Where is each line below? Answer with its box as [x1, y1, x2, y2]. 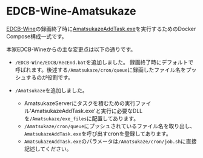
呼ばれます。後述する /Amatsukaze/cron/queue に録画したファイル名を [15, 66, 186, 74]
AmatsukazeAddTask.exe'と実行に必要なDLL [31, 107, 143, 114]
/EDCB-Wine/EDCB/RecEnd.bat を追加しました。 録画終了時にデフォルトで [15, 58, 194, 66]
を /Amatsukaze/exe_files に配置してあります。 [24, 114, 139, 122]
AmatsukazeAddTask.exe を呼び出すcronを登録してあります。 [24, 129, 171, 137]
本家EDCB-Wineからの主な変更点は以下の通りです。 [6, 46, 136, 53]
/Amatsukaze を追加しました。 [15, 86, 88, 94]
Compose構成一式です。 [6, 32, 68, 40]
